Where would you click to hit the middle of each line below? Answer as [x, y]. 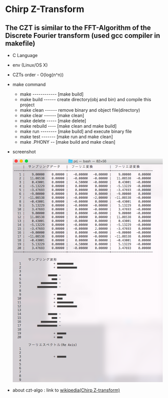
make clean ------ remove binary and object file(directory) [80, 110]
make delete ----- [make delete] [53, 121]
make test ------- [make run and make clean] [66, 137]
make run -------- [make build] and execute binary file [76, 131]
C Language [25, 55]
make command [29, 84]
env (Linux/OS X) [30, 65]
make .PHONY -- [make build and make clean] [68, 142]
